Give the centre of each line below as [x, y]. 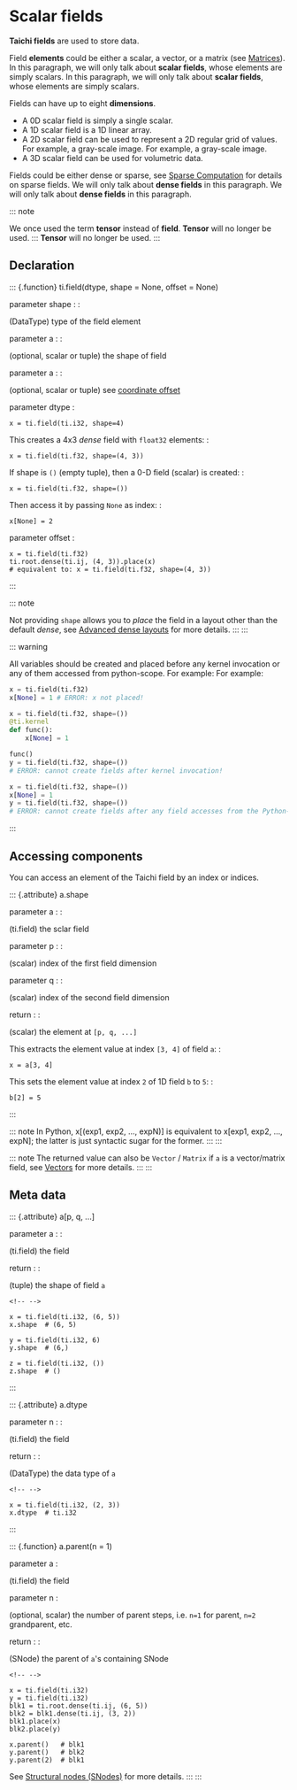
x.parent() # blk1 [47, 1744]
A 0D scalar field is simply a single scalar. [98, 120]
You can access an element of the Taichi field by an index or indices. [134, 877]
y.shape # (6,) [39, 1347]
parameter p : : [36, 945]
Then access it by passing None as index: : [85, 505]
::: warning [29, 646]
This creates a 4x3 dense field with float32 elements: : [109, 439]
